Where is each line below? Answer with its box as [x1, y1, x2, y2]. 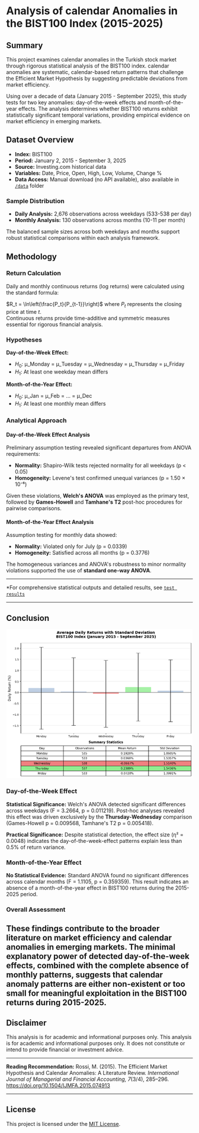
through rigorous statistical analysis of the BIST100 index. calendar [6, 62, 170, 69]
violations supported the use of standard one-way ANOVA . [6, 567, 152, 574]
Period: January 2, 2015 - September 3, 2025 [14, 157, 126, 164]
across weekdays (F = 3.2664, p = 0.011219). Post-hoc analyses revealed [6, 807, 185, 814]
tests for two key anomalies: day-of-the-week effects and [6, 99, 147, 106]
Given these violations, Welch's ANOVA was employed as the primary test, [6, 493, 190, 500]
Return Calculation [6, 269, 61, 278]
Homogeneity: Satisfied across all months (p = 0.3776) [14, 549, 150, 556]
